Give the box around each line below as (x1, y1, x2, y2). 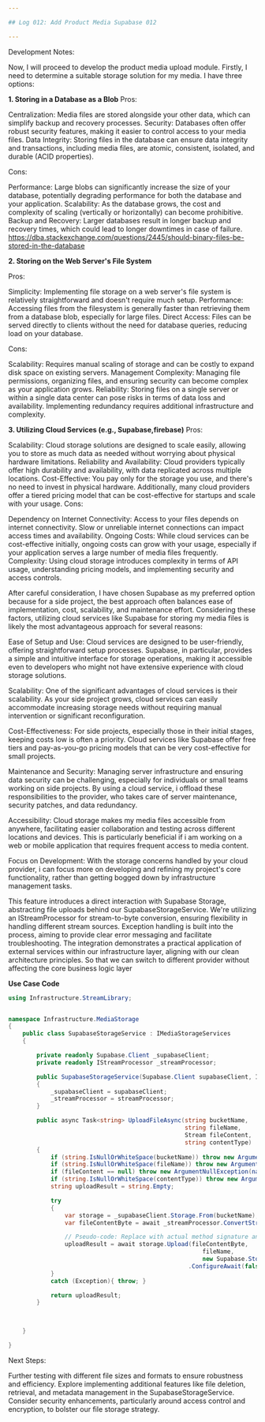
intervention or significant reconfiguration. (8, 711, 146, 720)
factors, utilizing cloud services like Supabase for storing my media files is (8, 613, 250, 623)
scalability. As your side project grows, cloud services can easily (8, 694, 218, 703)
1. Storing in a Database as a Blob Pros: (8, 94, 138, 103)
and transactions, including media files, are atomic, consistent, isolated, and (8, 143, 255, 152)
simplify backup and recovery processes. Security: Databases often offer (8, 118, 246, 127)
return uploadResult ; (50, 1291, 122, 1299)
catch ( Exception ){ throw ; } (50, 1277, 147, 1285)
